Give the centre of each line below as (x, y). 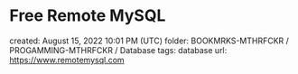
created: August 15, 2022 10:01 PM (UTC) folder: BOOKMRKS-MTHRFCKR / (149, 41)
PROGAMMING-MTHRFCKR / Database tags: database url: (118, 50)
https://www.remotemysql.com (67, 60)
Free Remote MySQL (88, 16)
